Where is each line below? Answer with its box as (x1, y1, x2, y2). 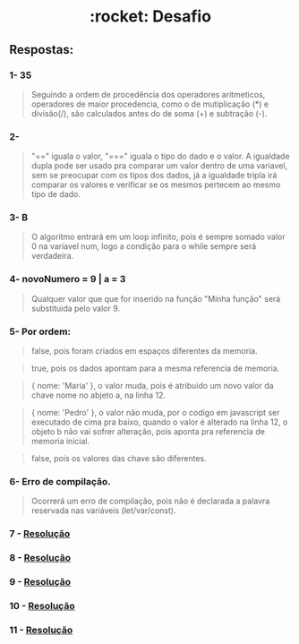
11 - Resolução (9, 623, 73, 636)
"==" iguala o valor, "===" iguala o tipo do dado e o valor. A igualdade (30, 150, 290, 162)
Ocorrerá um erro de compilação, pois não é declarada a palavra (30, 495, 270, 507)
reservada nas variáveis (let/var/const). (30, 505, 176, 516)
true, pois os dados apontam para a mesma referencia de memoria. (30, 363, 280, 374)
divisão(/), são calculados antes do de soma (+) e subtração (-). (30, 107, 268, 118)
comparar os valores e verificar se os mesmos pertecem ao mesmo (30, 179, 281, 190)
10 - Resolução (9, 600, 75, 613)
